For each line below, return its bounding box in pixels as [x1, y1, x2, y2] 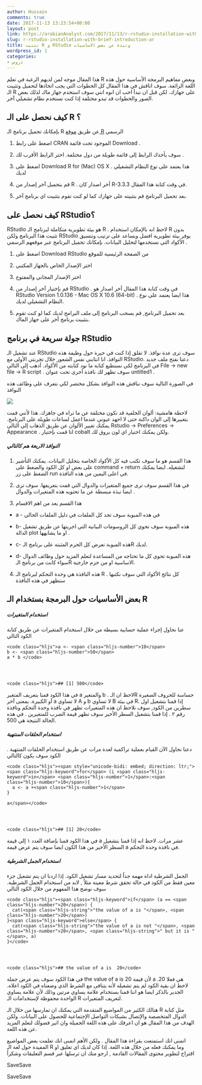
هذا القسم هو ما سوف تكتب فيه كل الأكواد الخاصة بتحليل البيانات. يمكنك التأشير [15, 457, 191, 464]
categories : [7, 53, 37, 59]
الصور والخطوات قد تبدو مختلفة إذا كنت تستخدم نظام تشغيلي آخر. [7, 94, 153, 102]
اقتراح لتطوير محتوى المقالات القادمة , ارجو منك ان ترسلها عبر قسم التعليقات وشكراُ [7, 1050, 195, 1057]
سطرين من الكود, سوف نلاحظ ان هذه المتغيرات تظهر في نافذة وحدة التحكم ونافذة [7, 704, 191, 711]
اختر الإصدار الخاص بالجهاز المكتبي [15, 262, 92, 269]
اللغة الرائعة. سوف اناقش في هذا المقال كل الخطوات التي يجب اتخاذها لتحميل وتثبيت [7, 82, 195, 89]
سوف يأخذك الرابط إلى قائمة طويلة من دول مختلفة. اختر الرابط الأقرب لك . [15, 151, 185, 158]
